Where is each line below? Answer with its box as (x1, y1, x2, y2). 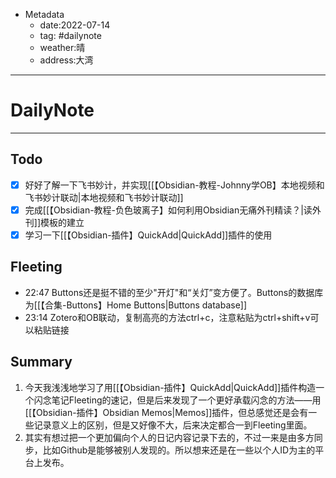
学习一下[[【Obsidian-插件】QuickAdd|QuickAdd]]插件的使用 (24, 229, 273, 241)
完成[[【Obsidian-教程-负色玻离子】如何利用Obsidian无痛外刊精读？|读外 (24, 204, 322, 216)
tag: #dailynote (39, 30, 102, 41)
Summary (10, 354, 73, 371)
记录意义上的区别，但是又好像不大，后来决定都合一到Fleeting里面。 (33, 419, 313, 431)
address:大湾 (39, 54, 94, 66)
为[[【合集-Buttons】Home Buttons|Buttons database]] (24, 299, 248, 311)
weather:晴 (39, 42, 86, 53)
